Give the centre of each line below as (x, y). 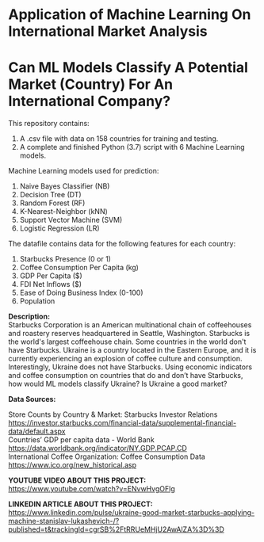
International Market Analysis (108, 31)
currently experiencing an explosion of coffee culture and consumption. (125, 359)
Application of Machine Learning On (130, 15)
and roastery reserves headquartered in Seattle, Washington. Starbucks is (129, 334)
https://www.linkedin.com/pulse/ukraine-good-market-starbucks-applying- (132, 513)
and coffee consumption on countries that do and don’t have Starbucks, (126, 376)
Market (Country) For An (90, 84)
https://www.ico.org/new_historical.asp (73, 465)
